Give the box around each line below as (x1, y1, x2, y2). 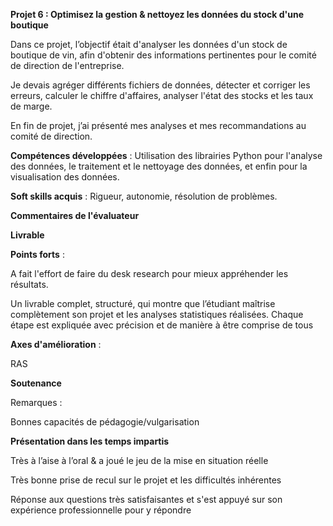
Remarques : (10, 397, 63, 408)
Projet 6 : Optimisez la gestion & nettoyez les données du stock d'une (10, 9, 305, 20)
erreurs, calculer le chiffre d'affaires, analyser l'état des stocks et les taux (10, 90, 314, 101)
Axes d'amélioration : (10, 339, 102, 350)
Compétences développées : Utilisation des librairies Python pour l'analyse (10, 150, 323, 161)
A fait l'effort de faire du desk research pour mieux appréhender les (10, 268, 289, 279)
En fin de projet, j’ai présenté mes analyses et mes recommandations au (10, 120, 307, 131)
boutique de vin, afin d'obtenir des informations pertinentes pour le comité (10, 49, 317, 61)
